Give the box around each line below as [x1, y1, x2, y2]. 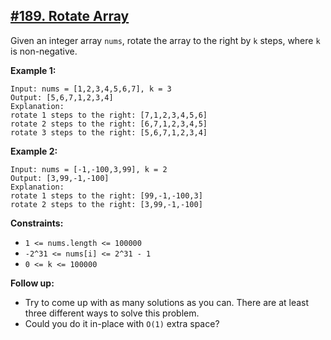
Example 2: [10, 145, 58, 157]
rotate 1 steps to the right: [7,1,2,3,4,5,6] [10, 110, 208, 120]
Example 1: [10, 64, 57, 76]
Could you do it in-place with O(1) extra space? [24, 317, 220, 329]
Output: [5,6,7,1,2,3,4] [10, 92, 114, 103]
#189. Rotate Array [10, 8, 130, 25]
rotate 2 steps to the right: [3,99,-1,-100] [10, 199, 203, 209]
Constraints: [10, 217, 64, 229]
